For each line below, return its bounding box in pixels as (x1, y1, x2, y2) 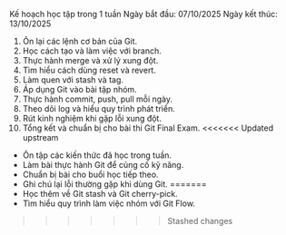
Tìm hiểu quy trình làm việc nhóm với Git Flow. (22, 198, 195, 209)
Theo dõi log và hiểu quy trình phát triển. (22, 103, 175, 113)
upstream (22, 132, 59, 142)
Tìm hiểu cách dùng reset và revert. (22, 64, 156, 75)
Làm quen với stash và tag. (22, 74, 124, 85)
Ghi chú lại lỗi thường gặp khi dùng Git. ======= (22, 179, 207, 190)
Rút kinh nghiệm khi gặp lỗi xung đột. (22, 113, 162, 123)
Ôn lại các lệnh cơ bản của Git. (22, 36, 138, 46)
